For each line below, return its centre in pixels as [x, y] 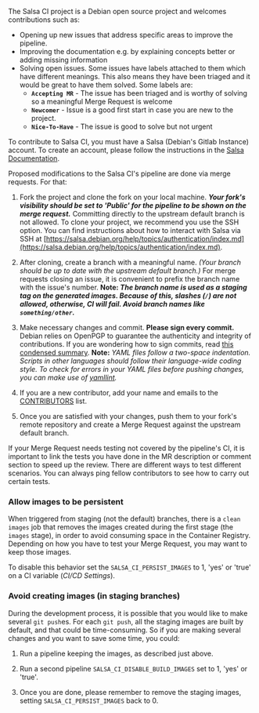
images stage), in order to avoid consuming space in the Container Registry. [129, 536]
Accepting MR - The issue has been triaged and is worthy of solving [139, 93]
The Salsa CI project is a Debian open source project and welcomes [117, 11]
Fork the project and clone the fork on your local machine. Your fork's [133, 197]
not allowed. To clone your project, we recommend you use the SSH [129, 222]
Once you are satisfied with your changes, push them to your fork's [128, 416]
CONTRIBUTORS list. [53, 401]
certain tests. [29, 481]
